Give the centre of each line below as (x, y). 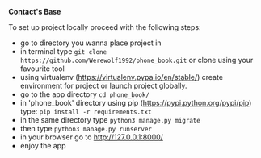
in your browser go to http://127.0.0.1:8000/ (92, 137)
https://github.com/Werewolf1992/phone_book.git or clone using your (137, 60)
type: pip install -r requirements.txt (86, 111)
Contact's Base (35, 12)
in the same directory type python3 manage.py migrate (110, 120)
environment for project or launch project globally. (103, 85)
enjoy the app (43, 146)
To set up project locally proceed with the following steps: (105, 27)
